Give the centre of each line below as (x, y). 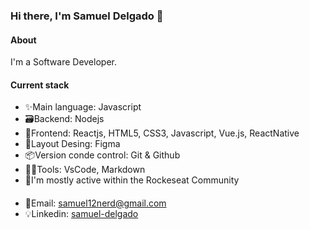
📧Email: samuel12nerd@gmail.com (95, 203)
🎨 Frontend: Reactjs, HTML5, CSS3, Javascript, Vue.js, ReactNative (162, 133)
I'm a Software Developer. (63, 62)
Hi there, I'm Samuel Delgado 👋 (87, 16)
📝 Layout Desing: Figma (72, 144)
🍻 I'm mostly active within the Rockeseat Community (132, 180)
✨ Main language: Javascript (83, 107)
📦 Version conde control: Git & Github (102, 155)
